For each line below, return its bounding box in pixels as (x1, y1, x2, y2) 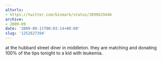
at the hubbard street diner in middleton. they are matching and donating (5, 45, 157, 50)
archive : (5, 17, 24, 22)
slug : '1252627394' (5, 31, 47, 36)
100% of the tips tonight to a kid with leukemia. (5, 50, 103, 56)
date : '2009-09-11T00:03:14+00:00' (5, 26, 80, 31)
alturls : (5, 7, 24, 13)
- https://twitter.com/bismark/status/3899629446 (5, 12, 112, 17)
